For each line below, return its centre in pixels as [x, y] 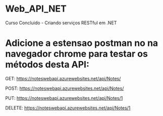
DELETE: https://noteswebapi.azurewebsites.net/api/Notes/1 [68, 108]
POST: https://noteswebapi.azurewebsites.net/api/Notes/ [65, 88]
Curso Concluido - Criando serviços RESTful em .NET [61, 23]
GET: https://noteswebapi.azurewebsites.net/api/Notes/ [63, 78]
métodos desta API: [47, 65]
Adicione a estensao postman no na [82, 43]
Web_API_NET [36, 9]
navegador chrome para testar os [76, 54]
